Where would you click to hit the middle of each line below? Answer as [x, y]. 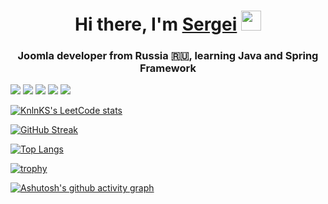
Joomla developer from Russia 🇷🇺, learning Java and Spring [168, 56]
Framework [168, 68]
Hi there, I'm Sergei [156, 24]
